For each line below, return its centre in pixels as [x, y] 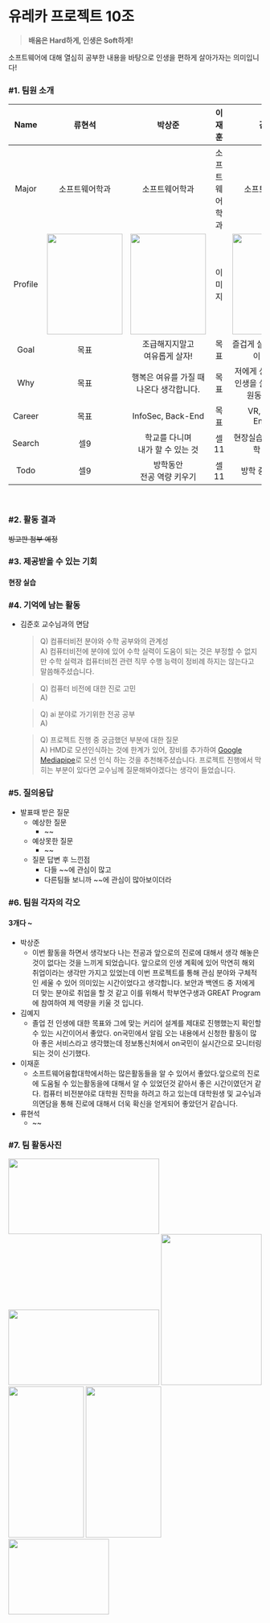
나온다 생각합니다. [168, 390]
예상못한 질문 [53, 840]
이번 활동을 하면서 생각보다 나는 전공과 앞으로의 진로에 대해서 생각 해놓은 [145, 952]
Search [26, 444]
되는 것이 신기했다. [61, 1053]
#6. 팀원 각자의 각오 [44, 902]
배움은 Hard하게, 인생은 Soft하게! [81, 40]
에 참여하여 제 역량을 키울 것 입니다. [88, 1002]
